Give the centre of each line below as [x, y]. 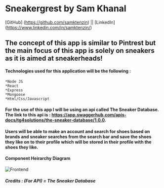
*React [12, 86]
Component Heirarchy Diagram [38, 158]
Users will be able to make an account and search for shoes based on [78, 131]
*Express [14, 90]
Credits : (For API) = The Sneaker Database [50, 181]
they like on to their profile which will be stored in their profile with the [78, 142]
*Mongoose [15, 94]
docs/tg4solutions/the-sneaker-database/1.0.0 [55, 120]
